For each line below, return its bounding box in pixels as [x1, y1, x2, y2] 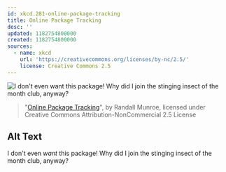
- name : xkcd [13, 50, 52, 57]
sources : [7, 43, 33, 50]
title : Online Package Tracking [7, 17, 101, 24]
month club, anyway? [7, 157, 69, 165]
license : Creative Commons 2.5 [20, 62, 111, 70]
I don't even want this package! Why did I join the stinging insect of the [7, 149, 212, 158]
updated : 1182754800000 [7, 29, 77, 37]
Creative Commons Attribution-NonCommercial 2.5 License [24, 110, 197, 119]
